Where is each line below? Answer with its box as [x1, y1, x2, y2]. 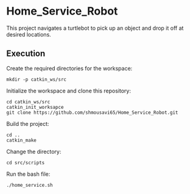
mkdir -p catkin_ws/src [6, 76, 67, 83]
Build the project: [6, 120, 49, 127]
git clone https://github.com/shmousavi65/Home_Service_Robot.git [6, 109, 178, 116]
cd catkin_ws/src [6, 99, 51, 105]
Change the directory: [6, 148, 62, 155]
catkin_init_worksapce [6, 104, 64, 110]
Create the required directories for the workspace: [6, 64, 133, 72]
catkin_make [6, 137, 37, 144]
